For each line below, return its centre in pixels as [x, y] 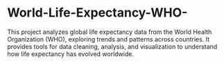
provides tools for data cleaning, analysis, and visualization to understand [112, 46]
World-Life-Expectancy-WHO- [97, 13]
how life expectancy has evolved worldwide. [70, 54]
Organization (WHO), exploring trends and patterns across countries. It [109, 39]
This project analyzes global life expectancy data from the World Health [110, 32]
